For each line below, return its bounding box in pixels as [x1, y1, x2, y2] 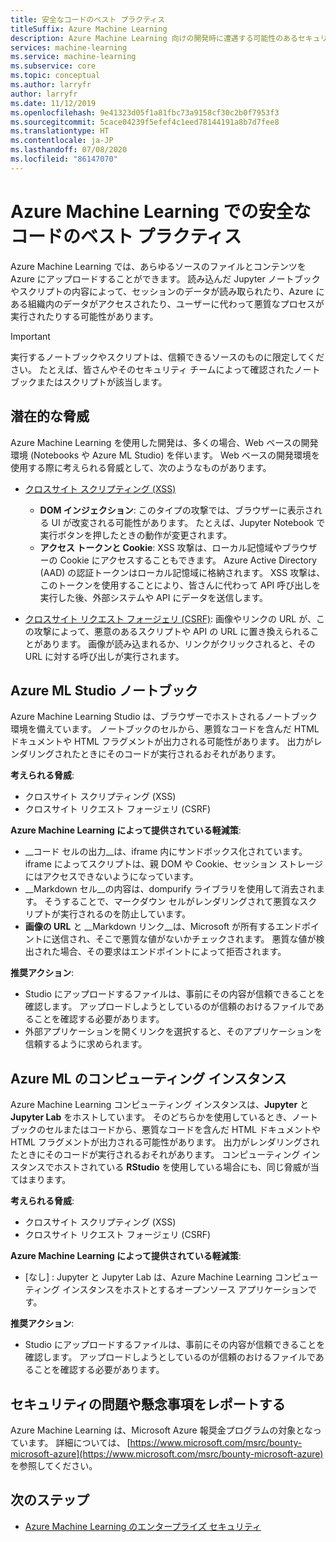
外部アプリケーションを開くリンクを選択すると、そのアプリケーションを [24, 1026, 323, 1038]
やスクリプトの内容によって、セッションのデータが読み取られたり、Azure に [10, 285, 325, 297]
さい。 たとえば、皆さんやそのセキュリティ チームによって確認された [10, 363, 295, 375]
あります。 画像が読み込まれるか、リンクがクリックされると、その [42, 637, 316, 650]
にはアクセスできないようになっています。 [24, 871, 199, 883]
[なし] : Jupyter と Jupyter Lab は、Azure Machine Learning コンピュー [24, 1271, 319, 1283]
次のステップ [10, 1492, 90, 1509]
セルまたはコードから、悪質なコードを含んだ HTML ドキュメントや [44, 1124, 321, 1136]
